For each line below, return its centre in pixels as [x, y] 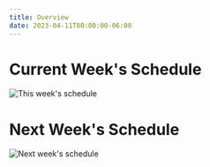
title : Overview [39, 17]
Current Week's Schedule [105, 69]
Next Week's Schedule [94, 129]
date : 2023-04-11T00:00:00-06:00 [71, 26]
